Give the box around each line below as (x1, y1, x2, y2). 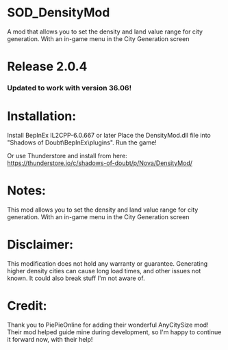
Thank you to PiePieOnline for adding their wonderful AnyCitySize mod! (7, 321, 209, 329)
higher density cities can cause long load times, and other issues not (7, 266, 201, 275)
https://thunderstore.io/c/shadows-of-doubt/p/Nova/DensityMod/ (7, 159, 193, 167)
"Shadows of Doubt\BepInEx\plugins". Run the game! (7, 138, 157, 147)
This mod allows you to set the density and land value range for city (7, 205, 199, 214)
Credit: (7, 298, 47, 314)
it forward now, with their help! (7, 335, 93, 343)
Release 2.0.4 (7, 59, 88, 75)
